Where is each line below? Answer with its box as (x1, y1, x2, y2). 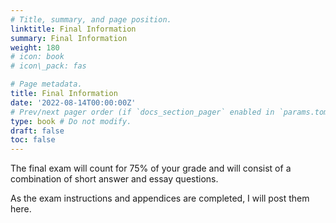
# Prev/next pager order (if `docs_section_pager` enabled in (10, 107, 275, 117)
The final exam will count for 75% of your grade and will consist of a (10, 162, 292, 175)
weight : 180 (10, 42, 60, 53)
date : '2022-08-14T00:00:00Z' (10, 97, 137, 108)
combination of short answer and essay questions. (10, 173, 219, 185)
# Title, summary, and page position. (10, 14, 172, 25)
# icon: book (10, 52, 65, 62)
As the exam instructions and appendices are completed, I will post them (10, 192, 310, 205)
